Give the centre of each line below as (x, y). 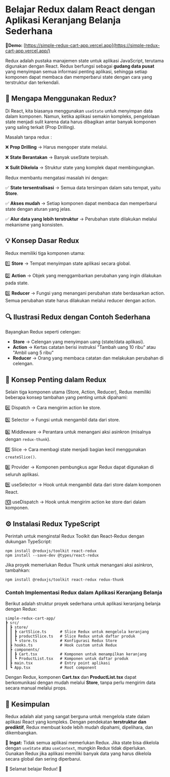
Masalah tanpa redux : (29, 137)
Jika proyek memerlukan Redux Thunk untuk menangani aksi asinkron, (79, 565)
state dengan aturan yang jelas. (38, 209)
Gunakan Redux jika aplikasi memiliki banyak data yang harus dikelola (78, 753)
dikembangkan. (22, 733)
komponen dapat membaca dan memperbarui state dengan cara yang (79, 77)
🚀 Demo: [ (15, 45)
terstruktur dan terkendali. (33, 82)
